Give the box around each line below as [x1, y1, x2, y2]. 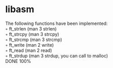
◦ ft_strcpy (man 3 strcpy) [5, 31, 60, 37]
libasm [5, 4, 35, 15]
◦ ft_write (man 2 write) [5, 42, 54, 48]
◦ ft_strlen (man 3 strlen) [5, 25, 57, 31]
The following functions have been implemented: [5, 20, 108, 26]
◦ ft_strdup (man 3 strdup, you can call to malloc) [5, 52, 108, 59]
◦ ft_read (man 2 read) [5, 47, 52, 53]
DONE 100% [5, 58, 32, 64]
